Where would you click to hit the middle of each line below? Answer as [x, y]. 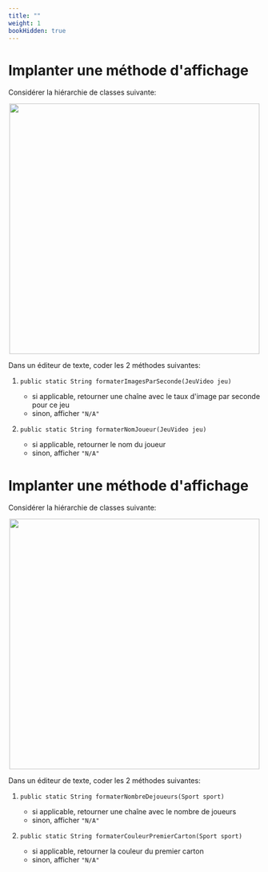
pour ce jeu [50, 405]
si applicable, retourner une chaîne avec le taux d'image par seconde [146, 397]
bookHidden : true [37, 30]
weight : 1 [25, 23]
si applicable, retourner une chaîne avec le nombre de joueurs [134, 812]
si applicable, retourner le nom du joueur [99, 445]
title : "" [25, 16]
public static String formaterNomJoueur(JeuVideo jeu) [113, 430]
